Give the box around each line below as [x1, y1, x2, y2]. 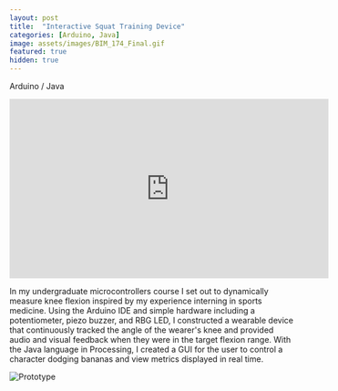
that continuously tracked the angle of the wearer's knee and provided [9, 324, 274, 335]
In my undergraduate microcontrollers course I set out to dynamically [9, 286, 269, 296]
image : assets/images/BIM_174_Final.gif [9, 38, 166, 48]
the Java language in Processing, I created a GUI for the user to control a [9, 344, 283, 355]
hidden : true [9, 56, 59, 65]
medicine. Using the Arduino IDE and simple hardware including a [9, 305, 255, 315]
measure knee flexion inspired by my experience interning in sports [9, 295, 262, 306]
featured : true [9, 47, 67, 57]
